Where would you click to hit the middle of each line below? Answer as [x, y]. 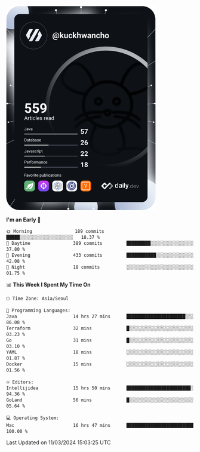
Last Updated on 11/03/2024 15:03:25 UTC [59, 442]
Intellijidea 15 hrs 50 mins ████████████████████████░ [100, 388]
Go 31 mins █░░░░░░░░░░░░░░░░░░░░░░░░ [100, 340]
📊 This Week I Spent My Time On [48, 284]
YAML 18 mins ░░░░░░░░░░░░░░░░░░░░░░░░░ [100, 352]
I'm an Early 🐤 [24, 219]
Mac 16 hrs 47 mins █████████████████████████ [100, 425]
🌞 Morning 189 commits [55, 231]
